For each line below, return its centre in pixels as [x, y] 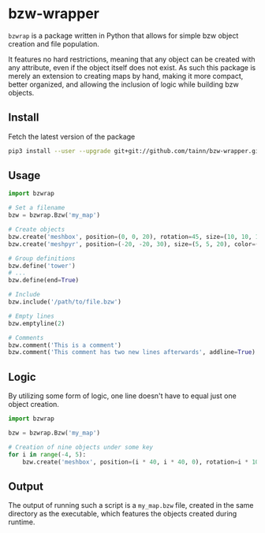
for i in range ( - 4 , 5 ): [47, 454]
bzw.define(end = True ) [44, 281]
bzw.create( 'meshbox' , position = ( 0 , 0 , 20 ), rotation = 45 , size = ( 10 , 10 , [130, 237]
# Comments [26, 337]
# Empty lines [32, 316]
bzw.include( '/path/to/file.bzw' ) [65, 302]
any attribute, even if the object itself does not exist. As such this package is [132, 67]
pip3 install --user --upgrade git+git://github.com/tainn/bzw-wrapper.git [135, 151]
